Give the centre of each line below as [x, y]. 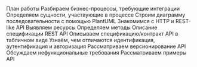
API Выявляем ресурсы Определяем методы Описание [87, 27]
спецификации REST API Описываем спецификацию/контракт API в [92, 34]
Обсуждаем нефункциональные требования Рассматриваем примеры [96, 52]
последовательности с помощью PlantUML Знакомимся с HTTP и [90, 21]
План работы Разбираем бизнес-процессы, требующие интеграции [93, 9]
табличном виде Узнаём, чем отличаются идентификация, [81, 40]
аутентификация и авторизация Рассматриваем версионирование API [96, 46]
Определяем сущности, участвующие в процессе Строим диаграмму [96, 15]
